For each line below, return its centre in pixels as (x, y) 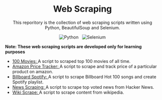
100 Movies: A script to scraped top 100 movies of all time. (71, 61)
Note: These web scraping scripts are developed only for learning (73, 46)
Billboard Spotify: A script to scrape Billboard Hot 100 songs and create (84, 77)
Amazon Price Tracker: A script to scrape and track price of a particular (84, 66)
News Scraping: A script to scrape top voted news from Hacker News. (83, 87)
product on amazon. (32, 71)
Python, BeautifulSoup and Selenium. (82, 27)
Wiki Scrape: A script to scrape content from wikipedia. (68, 92)
